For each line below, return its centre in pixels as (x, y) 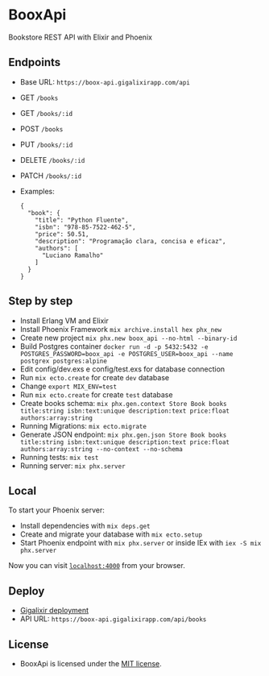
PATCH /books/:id (51, 176)
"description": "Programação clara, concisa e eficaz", (130, 241)
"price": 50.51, (62, 234)
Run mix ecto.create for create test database (96, 394)
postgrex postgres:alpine (63, 361)
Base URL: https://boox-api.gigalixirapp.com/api (105, 81)
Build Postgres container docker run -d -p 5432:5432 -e (114, 346)
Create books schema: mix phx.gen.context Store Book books (123, 403)
